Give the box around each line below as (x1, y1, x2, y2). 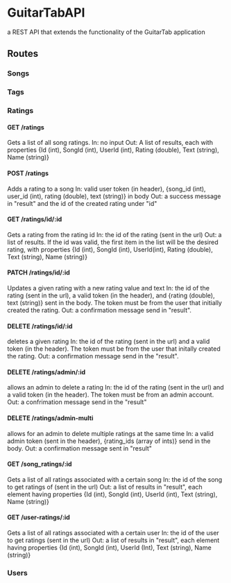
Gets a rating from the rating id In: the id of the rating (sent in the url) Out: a (7, 230, 222, 238)
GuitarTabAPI (7, 5, 85, 21)
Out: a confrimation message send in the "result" (7, 398, 147, 406)
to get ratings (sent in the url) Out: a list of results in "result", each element (7, 536, 220, 544)
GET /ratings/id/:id (7, 215, 62, 223)
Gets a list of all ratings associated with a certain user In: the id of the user (7, 528, 220, 537)
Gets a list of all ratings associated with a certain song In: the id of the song (7, 475, 223, 483)
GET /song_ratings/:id (7, 460, 72, 469)
